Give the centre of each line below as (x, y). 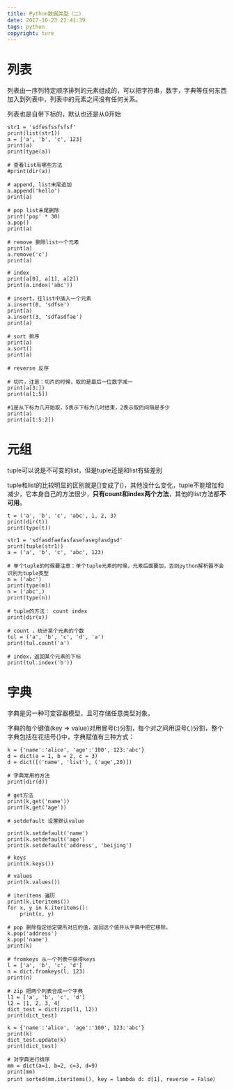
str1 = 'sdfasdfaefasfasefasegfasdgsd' (65, 540)
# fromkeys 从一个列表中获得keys (52, 960)
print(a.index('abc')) (40, 285)
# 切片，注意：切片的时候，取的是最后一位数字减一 (70, 382)
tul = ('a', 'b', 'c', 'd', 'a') (56, 637)
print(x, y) (37, 914)
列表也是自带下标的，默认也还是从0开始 (64, 114)
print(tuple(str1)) (36, 546)
